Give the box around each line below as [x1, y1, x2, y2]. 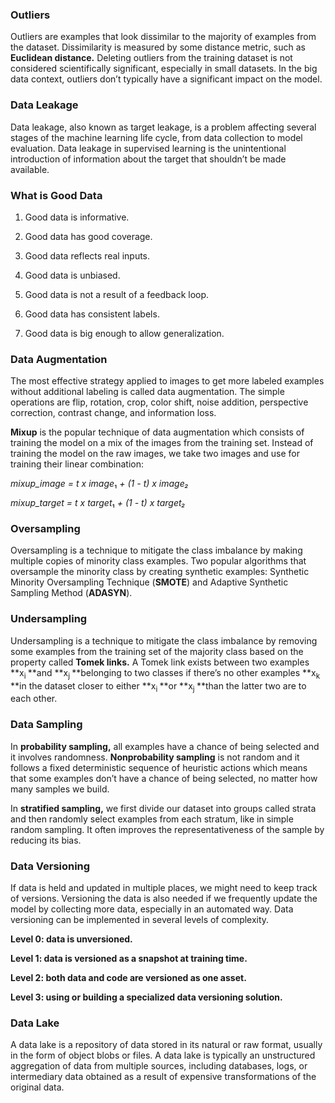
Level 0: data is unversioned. [10, 933, 133, 945]
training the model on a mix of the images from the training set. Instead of [10, 437, 314, 449]
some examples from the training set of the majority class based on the [10, 645, 304, 657]
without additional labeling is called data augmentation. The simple [10, 386, 285, 398]
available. [10, 163, 50, 175]
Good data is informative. [24, 211, 130, 223]
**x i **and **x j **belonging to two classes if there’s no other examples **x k [10, 666, 321, 681]
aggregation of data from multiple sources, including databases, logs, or [10, 1060, 308, 1072]
